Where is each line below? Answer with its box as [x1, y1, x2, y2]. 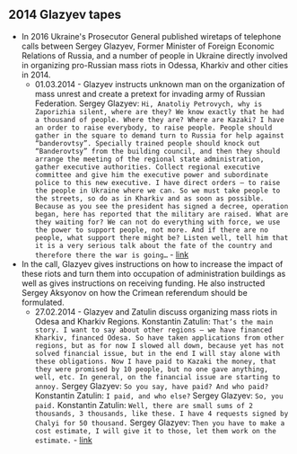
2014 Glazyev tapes [8, 7, 122, 22]
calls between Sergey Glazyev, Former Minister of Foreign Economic [21, 40, 275, 51]
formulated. [21, 297, 65, 307]
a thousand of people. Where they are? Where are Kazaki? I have [34, 115, 284, 124]
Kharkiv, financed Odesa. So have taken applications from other [34, 333, 284, 343]
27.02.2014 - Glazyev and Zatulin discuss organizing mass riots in [34, 306, 277, 317]
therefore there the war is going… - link [34, 249, 189, 260]
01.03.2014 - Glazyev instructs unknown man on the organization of [34, 78, 285, 89]
